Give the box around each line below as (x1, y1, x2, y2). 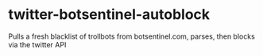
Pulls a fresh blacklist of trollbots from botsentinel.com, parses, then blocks (8, 32, 256, 41)
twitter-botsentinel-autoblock (8, 6, 211, 24)
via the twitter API (8, 39, 67, 49)
